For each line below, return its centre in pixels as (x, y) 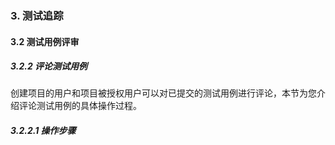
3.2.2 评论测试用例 (49, 66)
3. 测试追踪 (37, 15)
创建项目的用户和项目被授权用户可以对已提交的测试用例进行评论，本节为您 (163, 93)
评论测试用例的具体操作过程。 (80, 106)
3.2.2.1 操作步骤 (43, 131)
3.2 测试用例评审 (45, 41)
